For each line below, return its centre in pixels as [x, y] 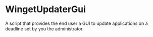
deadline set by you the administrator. [44, 28]
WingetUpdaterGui [45, 9]
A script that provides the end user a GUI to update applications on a [76, 23]
